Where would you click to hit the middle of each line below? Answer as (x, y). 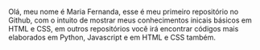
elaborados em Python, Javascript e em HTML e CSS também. (112, 37)
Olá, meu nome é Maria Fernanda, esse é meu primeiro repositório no (124, 12)
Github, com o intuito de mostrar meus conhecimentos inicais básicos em (130, 20)
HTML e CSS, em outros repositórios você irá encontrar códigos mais (124, 29)
